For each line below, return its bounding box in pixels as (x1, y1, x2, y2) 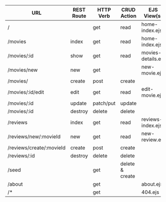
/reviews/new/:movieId (7, 133, 61, 140)
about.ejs (141, 181, 163, 187)
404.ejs (141, 189, 160, 196)
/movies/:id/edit (7, 89, 44, 95)
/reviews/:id (7, 153, 35, 159)
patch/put (93, 100, 116, 107)
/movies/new (7, 67, 38, 73)
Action (120, 12, 137, 19)
